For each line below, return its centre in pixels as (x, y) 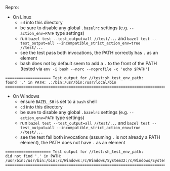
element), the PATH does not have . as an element (73, 142)
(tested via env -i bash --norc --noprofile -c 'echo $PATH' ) (85, 69)
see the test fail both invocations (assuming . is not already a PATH (90, 137)
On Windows (26, 96)
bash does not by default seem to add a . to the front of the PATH (89, 63)
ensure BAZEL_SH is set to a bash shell (58, 101)
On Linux (22, 17)
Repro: (12, 7)
